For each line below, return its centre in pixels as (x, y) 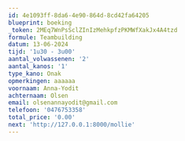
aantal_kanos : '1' (38, 67)
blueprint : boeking (40, 23)
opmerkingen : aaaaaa (42, 81)
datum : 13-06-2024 (38, 45)
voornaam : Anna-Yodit (44, 88)
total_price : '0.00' (42, 117)
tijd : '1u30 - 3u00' (42, 52)
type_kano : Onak (35, 74)
